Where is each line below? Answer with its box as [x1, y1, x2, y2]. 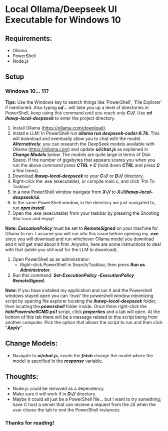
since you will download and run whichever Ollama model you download [5, 236, 154, 242]
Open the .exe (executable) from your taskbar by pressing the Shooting [12, 210, 159, 216]
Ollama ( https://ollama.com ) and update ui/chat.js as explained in [12, 146, 148, 152]
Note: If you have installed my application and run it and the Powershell [5, 287, 152, 293]
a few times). [12, 167, 39, 174]
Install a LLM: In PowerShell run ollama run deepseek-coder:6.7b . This [12, 130, 160, 136]
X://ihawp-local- [116, 189, 153, 195]
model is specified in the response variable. [12, 358, 103, 364]
